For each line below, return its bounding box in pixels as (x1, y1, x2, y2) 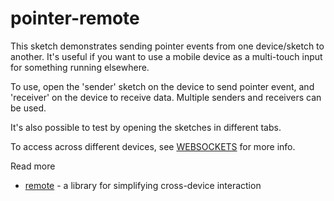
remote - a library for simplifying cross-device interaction (24, 179, 262, 191)
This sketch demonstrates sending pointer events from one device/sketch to (10, 40, 325, 52)
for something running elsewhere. (10, 61, 150, 73)
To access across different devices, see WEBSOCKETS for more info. (10, 140, 296, 152)
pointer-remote (10, 7, 140, 30)
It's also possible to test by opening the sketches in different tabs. (10, 121, 282, 133)
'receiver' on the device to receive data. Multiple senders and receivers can (10, 91, 322, 103)
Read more (10, 160, 56, 172)
